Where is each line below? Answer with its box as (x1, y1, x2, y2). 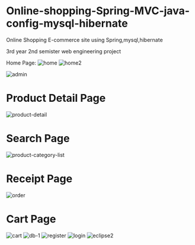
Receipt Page (6, 172, 73, 185)
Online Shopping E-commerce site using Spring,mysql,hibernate (6, 36, 163, 43)
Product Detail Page (6, 92, 106, 105)
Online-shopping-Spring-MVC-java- (6, 4, 190, 18)
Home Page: (6, 59, 37, 66)
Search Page (6, 132, 70, 146)
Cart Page (6, 212, 56, 225)
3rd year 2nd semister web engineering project (6, 47, 122, 54)
